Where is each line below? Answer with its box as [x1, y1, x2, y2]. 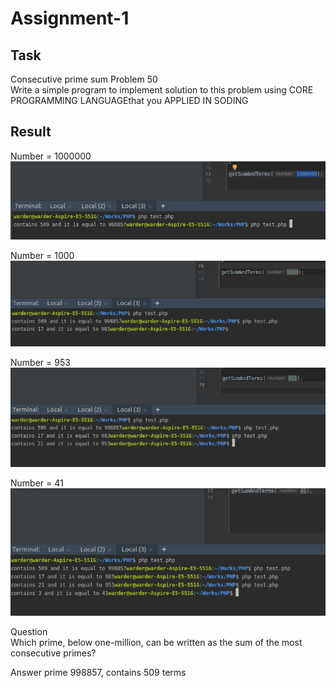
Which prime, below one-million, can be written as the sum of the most [10, 636, 303, 648]
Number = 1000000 [10, 150, 92, 162]
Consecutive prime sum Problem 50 [10, 73, 158, 85]
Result [10, 123, 52, 141]
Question [10, 625, 48, 637]
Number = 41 [10, 477, 64, 489]
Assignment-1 [10, 7, 130, 30]
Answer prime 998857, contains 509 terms [10, 666, 187, 678]
